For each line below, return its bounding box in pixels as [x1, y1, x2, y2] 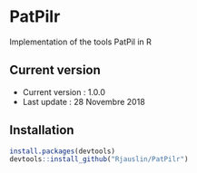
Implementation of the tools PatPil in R [9, 36, 153, 47]
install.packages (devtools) [9, 147, 116, 156]
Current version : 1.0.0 [22, 86, 106, 97]
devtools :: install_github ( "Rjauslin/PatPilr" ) [9, 155, 189, 164]
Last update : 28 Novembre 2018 [22, 96, 145, 107]
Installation [9, 122, 74, 138]
